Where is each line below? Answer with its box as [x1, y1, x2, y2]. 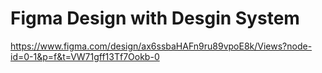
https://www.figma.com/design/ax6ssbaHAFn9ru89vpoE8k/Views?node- [10, 40, 313, 52]
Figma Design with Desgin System [10, 7, 300, 30]
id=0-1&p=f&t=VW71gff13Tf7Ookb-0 [10, 50, 160, 62]
